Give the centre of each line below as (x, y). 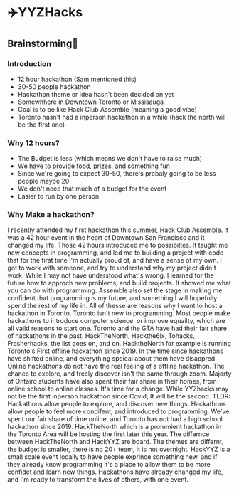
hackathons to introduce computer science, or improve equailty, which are (116, 321)
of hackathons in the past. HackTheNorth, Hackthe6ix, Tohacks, (101, 336)
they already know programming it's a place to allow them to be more (109, 465)
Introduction (29, 63)
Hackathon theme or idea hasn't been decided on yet (96, 94)
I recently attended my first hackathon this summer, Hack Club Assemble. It (118, 230)
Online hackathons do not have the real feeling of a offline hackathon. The (116, 366)
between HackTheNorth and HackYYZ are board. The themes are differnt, (116, 442)
